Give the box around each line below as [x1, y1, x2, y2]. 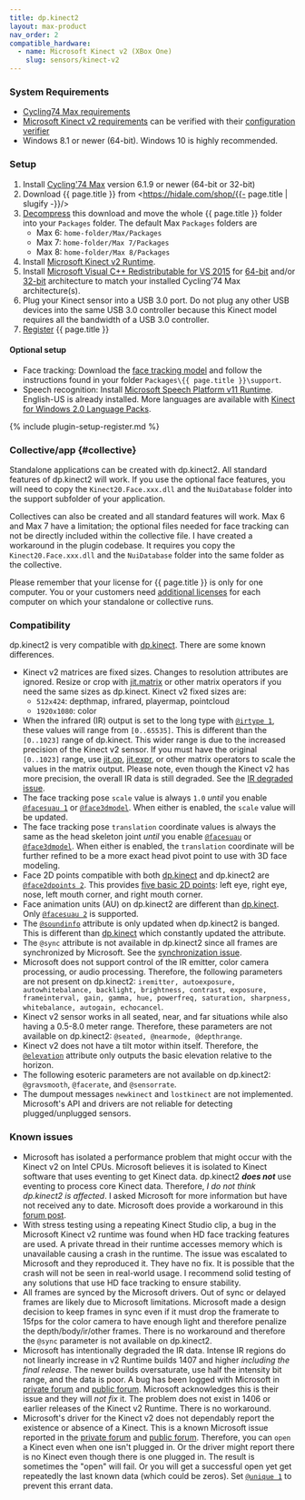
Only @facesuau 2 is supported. [22, 909, 139, 920]
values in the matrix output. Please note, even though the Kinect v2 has [22, 763, 290, 774]
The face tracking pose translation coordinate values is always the [22, 821, 277, 832]
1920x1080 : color [35, 706, 97, 717]
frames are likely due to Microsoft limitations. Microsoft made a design [22, 1296, 287, 1307]
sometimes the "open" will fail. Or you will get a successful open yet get [22, 1461, 292, 1472]
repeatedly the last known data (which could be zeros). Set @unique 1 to [22, 1470, 292, 1481]
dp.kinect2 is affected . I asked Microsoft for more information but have [22, 1190, 288, 1201]
